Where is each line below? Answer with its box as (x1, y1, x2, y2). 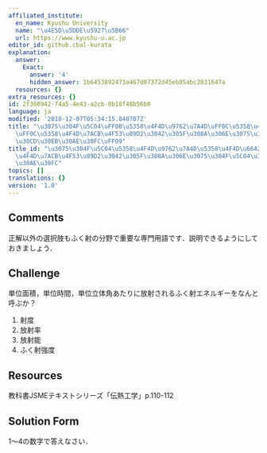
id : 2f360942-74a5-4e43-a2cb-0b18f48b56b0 (8, 100, 151, 108)
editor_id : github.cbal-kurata (8, 41, 112, 49)
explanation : (8, 48, 52, 56)
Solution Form (8, 414, 79, 428)
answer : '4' (29, 71, 69, 79)
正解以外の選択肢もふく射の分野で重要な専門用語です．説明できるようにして (8, 233, 258, 242)
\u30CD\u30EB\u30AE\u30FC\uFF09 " (15, 137, 126, 145)
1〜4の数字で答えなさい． (8, 436, 93, 446)
